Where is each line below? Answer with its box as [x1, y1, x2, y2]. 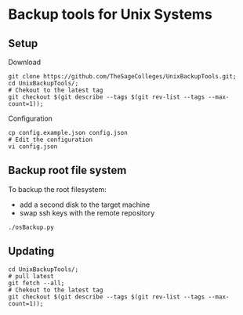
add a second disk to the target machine [19, 200, 151, 209]
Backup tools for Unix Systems [8, 5, 213, 24]
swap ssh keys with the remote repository [19, 208, 155, 217]
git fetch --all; [8, 279, 65, 287]
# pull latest [8, 272, 55, 280]
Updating [8, 244, 55, 258]
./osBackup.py [8, 223, 55, 231]
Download [8, 57, 42, 67]
